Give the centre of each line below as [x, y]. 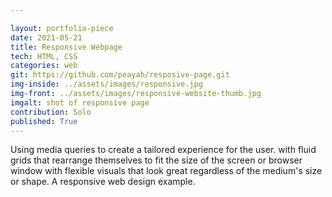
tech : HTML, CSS [44, 56]
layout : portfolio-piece [62, 28]
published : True [44, 121]
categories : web [44, 66]
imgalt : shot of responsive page [80, 102]
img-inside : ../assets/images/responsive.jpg [106, 84]
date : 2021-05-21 [46, 37]
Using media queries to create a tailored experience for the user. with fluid [163, 150]
